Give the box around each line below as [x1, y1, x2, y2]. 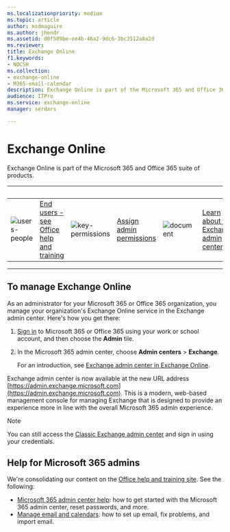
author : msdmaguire [7, 23, 63, 29]
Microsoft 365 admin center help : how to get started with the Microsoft [16, 496, 218, 504]
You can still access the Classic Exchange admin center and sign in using [7, 430, 214, 438]
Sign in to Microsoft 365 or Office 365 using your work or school [16, 327, 200, 335]
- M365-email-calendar [7, 80, 72, 87]
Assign [116, 216, 139, 226]
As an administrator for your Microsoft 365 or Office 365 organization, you [7, 299, 217, 307]
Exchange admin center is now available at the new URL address [7, 374, 190, 383]
